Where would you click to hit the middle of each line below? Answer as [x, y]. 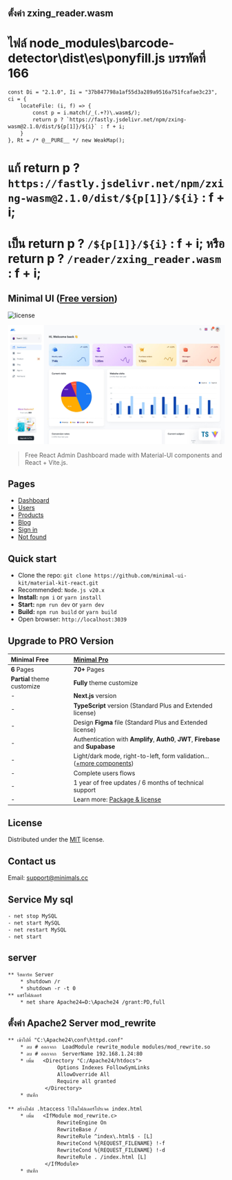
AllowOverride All [83, 1074]
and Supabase [94, 747]
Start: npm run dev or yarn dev [61, 604]
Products [31, 515]
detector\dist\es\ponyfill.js [87, 58]
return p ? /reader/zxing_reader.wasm [115, 259]
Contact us [32, 861]
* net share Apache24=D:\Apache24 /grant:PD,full [93, 1002]
